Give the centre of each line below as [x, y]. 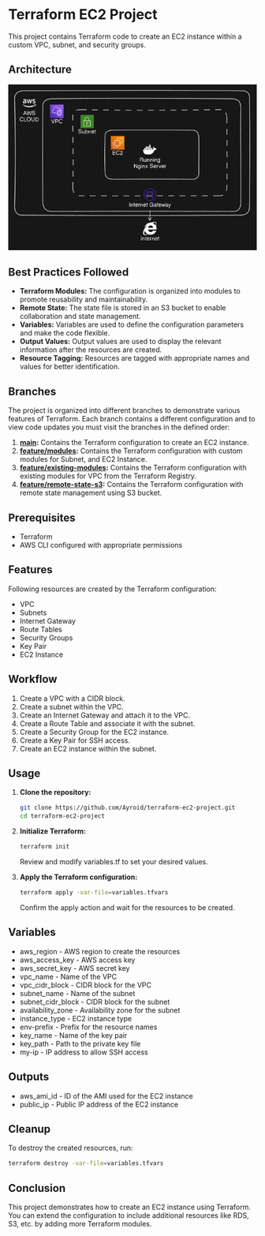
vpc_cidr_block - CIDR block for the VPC [86, 985]
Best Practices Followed [69, 272]
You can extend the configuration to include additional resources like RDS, [129, 1215]
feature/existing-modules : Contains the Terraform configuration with [133, 468]
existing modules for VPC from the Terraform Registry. [108, 476]
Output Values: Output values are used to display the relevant [121, 342]
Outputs [29, 1077]
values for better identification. [69, 367]
